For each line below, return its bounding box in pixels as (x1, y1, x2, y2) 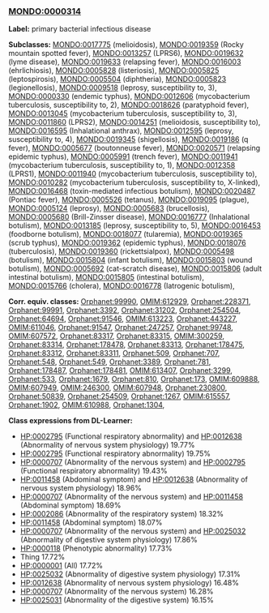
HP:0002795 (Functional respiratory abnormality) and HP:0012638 (19, 431, 243, 441)
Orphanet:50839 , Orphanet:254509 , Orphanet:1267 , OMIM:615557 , (8, 392, 231, 401)
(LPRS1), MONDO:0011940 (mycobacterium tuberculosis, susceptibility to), (8, 169, 258, 179)
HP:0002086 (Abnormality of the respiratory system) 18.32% (19, 509, 224, 519)
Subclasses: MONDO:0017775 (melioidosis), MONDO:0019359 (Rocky (8, 40, 245, 49)
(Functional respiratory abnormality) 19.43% (19, 466, 168, 476)
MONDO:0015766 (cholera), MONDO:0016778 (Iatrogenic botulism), (8, 281, 235, 291)
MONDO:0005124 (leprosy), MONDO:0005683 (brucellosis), (8, 204, 210, 213)
